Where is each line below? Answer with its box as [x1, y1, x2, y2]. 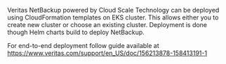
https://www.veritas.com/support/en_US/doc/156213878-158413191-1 [7, 49, 208, 57]
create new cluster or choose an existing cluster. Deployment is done [7, 21, 208, 29]
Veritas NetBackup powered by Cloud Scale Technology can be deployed [7, 6, 220, 14]
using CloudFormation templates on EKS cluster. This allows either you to [7, 13, 219, 22]
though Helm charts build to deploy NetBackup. [7, 28, 145, 36]
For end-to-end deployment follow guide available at [7, 42, 159, 49]
